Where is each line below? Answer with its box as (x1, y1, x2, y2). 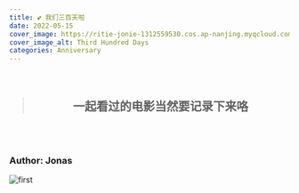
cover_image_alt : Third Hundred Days (9, 37, 149, 47)
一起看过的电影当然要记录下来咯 (72, 99, 249, 114)
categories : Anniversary (9, 46, 101, 55)
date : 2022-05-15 (9, 21, 74, 30)
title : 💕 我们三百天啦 (9, 12, 85, 22)
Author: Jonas (9, 154, 73, 166)
